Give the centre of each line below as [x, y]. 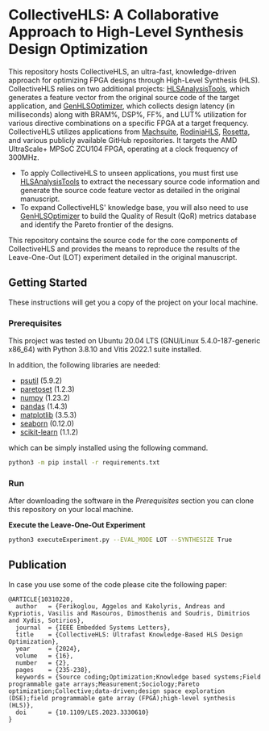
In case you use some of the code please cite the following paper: [118, 584]
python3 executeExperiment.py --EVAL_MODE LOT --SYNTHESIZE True [120, 540]
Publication [37, 565]
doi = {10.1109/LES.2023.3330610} [83, 712]
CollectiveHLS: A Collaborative [114, 15]
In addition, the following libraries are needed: [85, 365]
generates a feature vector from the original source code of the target [124, 97]
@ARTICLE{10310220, [41, 599]
